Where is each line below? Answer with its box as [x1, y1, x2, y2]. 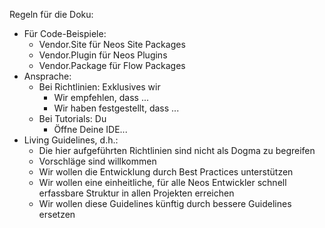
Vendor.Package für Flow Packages [38, 60, 186, 71]
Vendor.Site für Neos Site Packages [38, 39, 186, 50]
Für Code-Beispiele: [23, 28, 107, 39]
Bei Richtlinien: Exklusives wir [38, 81, 161, 93]
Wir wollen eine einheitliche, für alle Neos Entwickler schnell [38, 177, 287, 188]
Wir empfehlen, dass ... [53, 92, 150, 103]
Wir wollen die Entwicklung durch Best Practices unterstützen [38, 166, 294, 178]
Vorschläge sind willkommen [38, 155, 157, 167]
